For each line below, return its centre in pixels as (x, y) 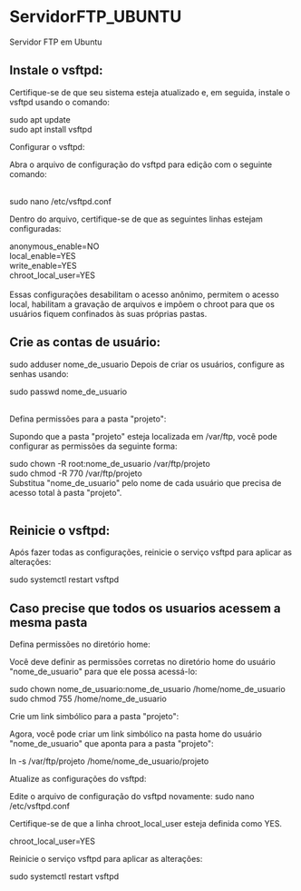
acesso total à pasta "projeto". (66, 492)
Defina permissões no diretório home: (80, 644)
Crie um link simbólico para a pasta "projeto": (94, 717)
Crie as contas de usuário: (85, 342)
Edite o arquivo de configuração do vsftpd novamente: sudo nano (132, 797)
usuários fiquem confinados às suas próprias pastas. (108, 313)
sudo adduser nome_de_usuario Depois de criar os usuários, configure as (147, 364)
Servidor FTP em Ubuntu (56, 42)
